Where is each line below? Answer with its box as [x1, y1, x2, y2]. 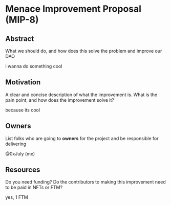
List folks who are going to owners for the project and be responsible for [5, 135, 159, 141]
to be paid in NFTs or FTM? [5, 185, 63, 191]
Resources [5, 166, 40, 174]
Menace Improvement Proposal [5, 3, 142, 15]
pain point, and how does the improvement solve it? [5, 97, 114, 103]
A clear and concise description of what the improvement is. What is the [5, 92, 158, 98]
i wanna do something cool [5, 63, 62, 69]
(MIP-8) [5, 14, 39, 26]
